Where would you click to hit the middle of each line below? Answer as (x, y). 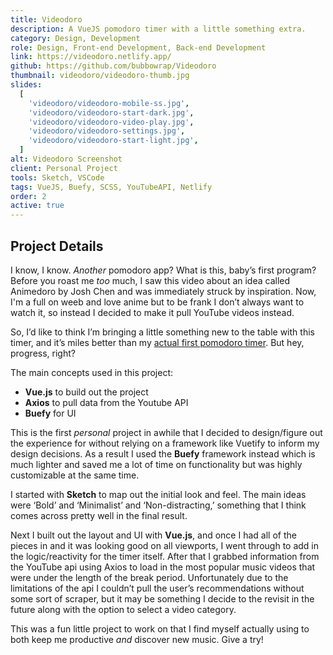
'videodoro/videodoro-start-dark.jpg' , (111, 112)
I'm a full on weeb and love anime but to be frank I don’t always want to (157, 302)
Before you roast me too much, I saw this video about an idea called (150, 280)
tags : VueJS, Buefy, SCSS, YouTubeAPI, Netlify (111, 187)
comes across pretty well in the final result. (99, 515)
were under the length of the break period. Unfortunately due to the (149, 577)
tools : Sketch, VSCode (57, 177)
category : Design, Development (75, 38)
